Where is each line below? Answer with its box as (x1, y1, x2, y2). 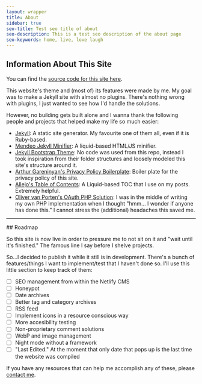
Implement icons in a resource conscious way (14, 312, 129, 319)
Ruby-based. (14, 136, 47, 143)
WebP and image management (14, 332, 91, 339)
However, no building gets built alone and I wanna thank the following (6, 111, 179, 118)
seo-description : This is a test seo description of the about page (6, 31, 182, 37)
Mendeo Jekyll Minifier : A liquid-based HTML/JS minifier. (14, 142, 157, 150)
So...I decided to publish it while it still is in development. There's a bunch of (6, 253, 195, 260)
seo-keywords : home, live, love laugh (6, 37, 103, 43)
